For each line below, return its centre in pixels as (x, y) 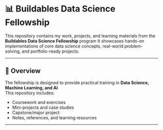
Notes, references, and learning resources (54, 117)
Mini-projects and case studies (43, 107)
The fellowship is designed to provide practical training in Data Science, (77, 83)
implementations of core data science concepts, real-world (64, 46)
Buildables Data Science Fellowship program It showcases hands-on (75, 41)
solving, (13, 51)
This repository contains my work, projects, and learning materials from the (80, 36)
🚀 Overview (23, 71)
